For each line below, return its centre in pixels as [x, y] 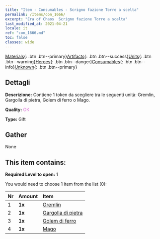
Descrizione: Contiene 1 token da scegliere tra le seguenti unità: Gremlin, [80, 95]
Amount [28, 196]
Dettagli [18, 83]
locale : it [16, 28]
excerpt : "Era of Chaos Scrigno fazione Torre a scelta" [66, 19]
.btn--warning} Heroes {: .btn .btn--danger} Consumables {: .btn [69, 61]
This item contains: [36, 162]
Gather [16, 135]
